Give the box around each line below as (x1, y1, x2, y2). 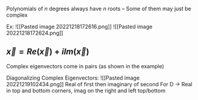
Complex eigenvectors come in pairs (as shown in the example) (6, 62, 164, 69)
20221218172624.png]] (6, 29, 63, 37)
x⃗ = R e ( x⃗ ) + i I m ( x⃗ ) (6, 47, 89, 57)
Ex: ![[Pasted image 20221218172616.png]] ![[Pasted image (6, 23, 153, 30)
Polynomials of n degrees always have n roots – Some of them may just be (6, 5, 191, 12)
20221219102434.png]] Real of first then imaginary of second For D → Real (6, 80, 193, 87)
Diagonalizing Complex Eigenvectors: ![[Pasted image (6, 74, 140, 81)
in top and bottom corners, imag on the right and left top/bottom (6, 87, 166, 94)
